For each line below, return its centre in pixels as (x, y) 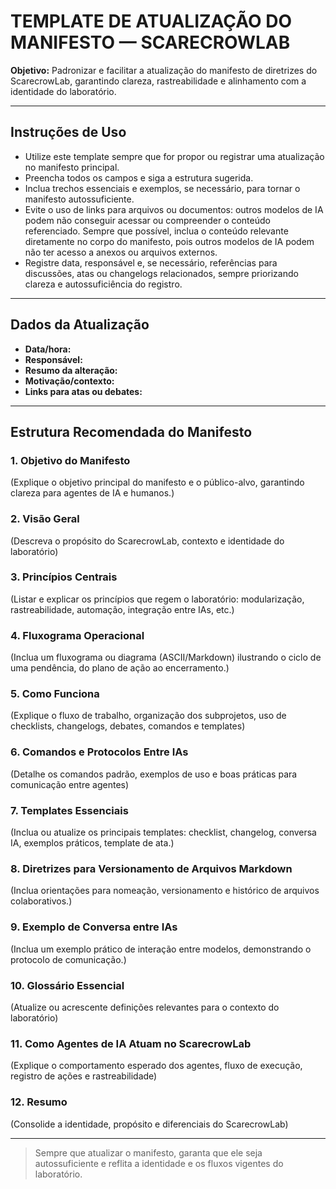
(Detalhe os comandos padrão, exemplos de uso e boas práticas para (154, 774)
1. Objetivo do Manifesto (70, 460)
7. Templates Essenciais (69, 810)
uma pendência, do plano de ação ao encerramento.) (120, 668)
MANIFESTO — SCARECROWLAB (150, 42)
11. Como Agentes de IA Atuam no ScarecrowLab (131, 1043)
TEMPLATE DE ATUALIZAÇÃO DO (151, 21)
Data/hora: (48, 349)
